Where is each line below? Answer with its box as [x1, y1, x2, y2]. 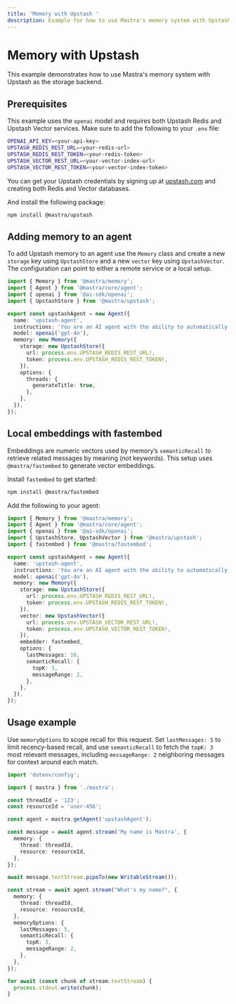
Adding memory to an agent [7, 230, 132, 242]
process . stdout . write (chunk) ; [13, 984, 102, 991]
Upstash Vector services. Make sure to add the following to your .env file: [7, 124, 220, 133]
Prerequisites [7, 98, 67, 110]
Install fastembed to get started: [7, 475, 97, 483]
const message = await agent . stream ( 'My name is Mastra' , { [7, 828, 188, 836]
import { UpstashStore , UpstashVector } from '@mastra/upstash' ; [7, 535, 202, 542]
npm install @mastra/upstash [7, 211, 93, 219]
